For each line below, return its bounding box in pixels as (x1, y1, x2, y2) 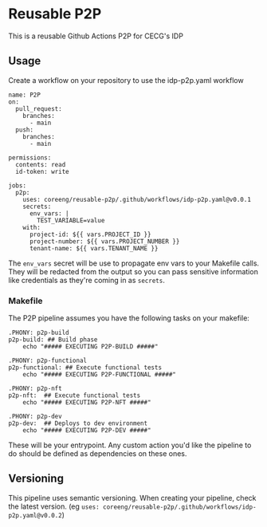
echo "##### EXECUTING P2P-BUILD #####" (22, 343, 159, 351)
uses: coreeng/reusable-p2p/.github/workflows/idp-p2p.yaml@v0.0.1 (22, 195, 251, 203)
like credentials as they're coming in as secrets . (8, 275, 165, 285)
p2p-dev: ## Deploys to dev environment (8, 419, 148, 427)
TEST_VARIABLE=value (37, 216, 105, 224)
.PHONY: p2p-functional (8, 356, 88, 365)
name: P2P (8, 91, 41, 99)
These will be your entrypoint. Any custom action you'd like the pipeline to (8, 440, 252, 450)
